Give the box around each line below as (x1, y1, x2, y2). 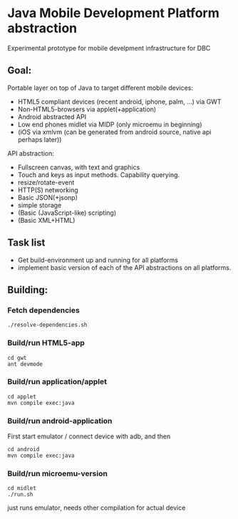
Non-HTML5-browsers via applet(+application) (17, 105, 157, 114)
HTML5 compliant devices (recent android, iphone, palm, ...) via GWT (17, 97, 222, 106)
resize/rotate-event (17, 178, 75, 186)
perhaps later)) (17, 135, 62, 143)
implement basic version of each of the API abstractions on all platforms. (17, 263, 232, 272)
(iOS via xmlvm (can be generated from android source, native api (17, 127, 212, 136)
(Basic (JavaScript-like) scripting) (17, 208, 117, 217)
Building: (7, 283, 48, 296)
